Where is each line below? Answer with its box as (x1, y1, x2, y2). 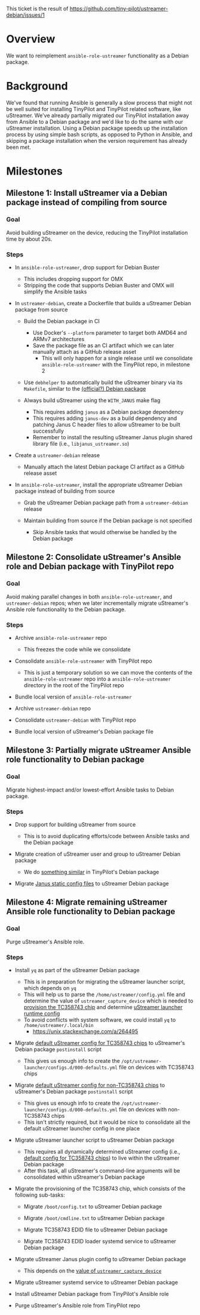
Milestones (6, 164, 63, 178)
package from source (14, 306, 68, 313)
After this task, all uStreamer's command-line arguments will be (23, 1167, 180, 1174)
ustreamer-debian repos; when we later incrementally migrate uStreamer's (6, 599, 189, 606)
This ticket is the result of (6, 5, 69, 12)
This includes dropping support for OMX (23, 275, 124, 283)
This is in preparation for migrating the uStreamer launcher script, (23, 978, 185, 985)
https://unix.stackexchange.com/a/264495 (32, 1028, 139, 1035)
